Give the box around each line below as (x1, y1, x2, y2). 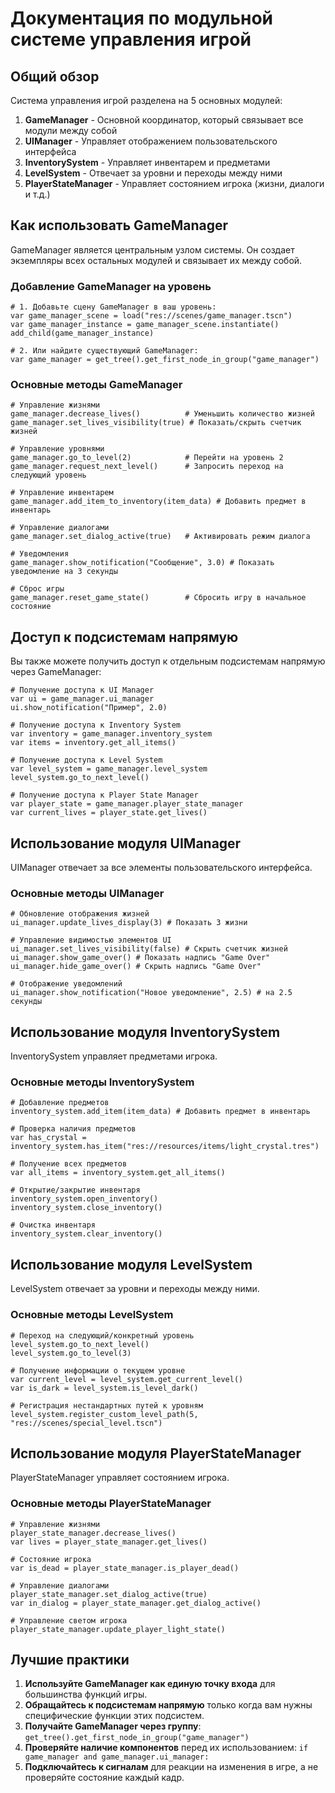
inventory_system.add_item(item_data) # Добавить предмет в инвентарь (10, 1107, 311, 1117)
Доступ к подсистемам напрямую (10, 628, 239, 646)
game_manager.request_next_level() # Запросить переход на (10, 462, 284, 472)
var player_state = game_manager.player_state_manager (10, 799, 244, 809)
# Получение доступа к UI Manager (10, 685, 155, 696)
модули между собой (24, 125, 118, 136)
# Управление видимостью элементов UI (10, 935, 172, 946)
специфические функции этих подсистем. (24, 1710, 205, 1722)
